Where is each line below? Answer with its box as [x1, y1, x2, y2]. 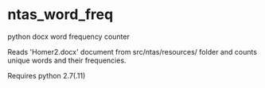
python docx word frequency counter [7, 32, 131, 41]
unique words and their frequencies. [7, 55, 127, 65]
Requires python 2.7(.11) [7, 71, 86, 80]
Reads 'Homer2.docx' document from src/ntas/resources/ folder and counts [7, 47, 258, 56]
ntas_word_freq [7, 6, 114, 24]
